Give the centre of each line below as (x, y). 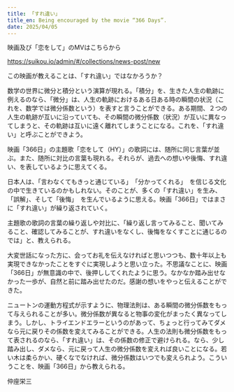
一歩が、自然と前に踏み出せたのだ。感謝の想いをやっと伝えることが (123, 281)
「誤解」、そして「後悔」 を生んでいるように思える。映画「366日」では (111, 199)
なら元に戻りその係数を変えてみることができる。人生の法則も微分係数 (108, 331)
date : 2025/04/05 (32, 27)
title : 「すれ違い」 (34, 14)
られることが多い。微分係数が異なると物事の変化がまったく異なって (123, 314)
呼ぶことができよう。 (56, 134)
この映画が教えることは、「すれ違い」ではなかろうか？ (85, 76)
